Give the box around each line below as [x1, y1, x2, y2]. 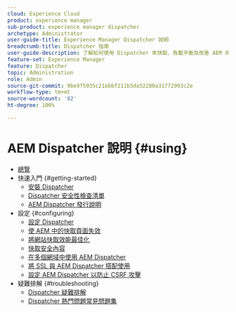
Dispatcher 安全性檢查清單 [27, 191, 105, 200]
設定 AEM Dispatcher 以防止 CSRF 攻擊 [27, 270, 142, 278]
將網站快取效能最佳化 [27, 235, 90, 243]
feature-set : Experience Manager [7, 56, 105, 63]
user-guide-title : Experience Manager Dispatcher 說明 [7, 37, 169, 44]
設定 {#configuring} [17, 209, 75, 217]
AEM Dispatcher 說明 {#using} [7, 141, 188, 157]
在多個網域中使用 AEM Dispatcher [27, 252, 126, 261]
